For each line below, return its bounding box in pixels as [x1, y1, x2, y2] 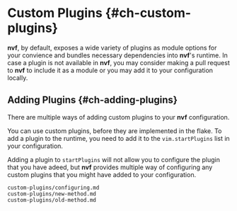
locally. [7, 73, 28, 82]
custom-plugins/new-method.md [7, 190, 97, 198]
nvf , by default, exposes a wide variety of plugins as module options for [7, 43, 217, 52]
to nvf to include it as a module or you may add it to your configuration [7, 66, 214, 74]
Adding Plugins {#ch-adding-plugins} [7, 94, 178, 106]
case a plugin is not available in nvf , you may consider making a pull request [7, 58, 230, 67]
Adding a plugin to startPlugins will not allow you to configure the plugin [7, 155, 221, 164]
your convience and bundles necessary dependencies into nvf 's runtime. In [7, 51, 228, 59]
